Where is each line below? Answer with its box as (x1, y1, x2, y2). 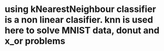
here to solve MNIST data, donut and (4, 25, 159, 36)
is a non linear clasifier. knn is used (4, 14, 153, 25)
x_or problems (4, 35, 65, 47)
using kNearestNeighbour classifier (4, 3, 156, 15)
